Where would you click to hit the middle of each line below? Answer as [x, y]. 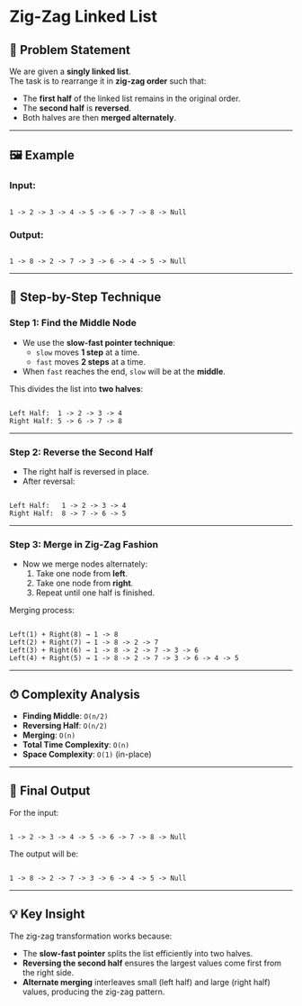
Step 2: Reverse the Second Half [81, 452]
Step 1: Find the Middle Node [73, 323]
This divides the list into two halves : [76, 388]
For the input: [34, 812]
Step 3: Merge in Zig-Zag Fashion [84, 544]
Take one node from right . [84, 584]
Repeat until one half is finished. [95, 593]
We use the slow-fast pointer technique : [98, 342]
